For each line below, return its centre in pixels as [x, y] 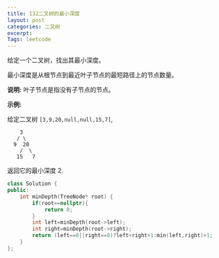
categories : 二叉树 [34, 26]
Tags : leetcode [29, 40]
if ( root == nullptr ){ [60, 203]
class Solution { [32, 184]
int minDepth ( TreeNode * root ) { [66, 196]
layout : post [26, 20]
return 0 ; [58, 209]
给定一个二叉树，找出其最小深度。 [56, 61]
